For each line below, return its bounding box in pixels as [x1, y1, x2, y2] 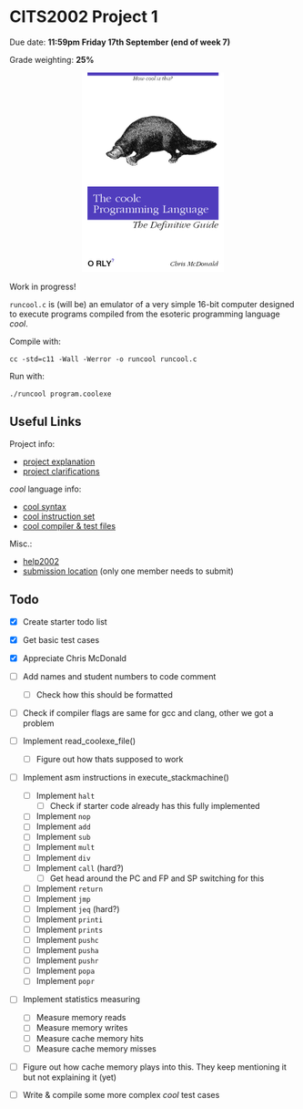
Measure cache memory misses [35, 1042, 157, 1054]
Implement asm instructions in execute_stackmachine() [22, 772, 229, 783]
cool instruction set [22, 511, 96, 522]
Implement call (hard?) [35, 862, 125, 873]
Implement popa [35, 965, 96, 977]
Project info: [9, 438, 56, 449]
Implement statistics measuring [22, 994, 141, 1005]
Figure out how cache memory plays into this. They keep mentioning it [22, 1061, 287, 1073]
